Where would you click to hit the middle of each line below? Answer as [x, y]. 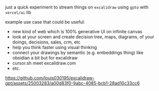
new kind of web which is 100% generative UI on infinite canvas [77, 31]
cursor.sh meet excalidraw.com [44, 63]
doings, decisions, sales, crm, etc [46, 42]
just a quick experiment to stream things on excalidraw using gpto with [77, 7]
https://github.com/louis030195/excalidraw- [50, 78]
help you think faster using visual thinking [55, 47]
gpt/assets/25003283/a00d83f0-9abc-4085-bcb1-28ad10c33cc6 [72, 83]
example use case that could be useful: [45, 22]
